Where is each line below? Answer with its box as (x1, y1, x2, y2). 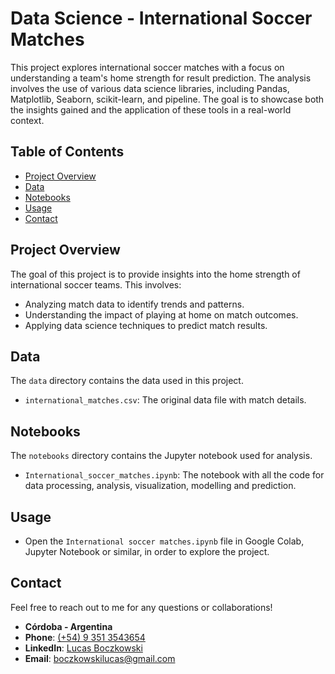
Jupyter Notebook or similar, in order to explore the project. (24, 546, 270, 557)
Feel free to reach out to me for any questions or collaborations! (10, 601, 273, 613)
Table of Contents (10, 143, 125, 161)
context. (10, 114, 45, 126)
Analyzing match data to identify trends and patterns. (24, 298, 245, 310)
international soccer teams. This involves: (10, 278, 182, 291)
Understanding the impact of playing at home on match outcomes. (24, 308, 299, 321)
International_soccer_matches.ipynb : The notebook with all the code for (24, 469, 325, 481)
